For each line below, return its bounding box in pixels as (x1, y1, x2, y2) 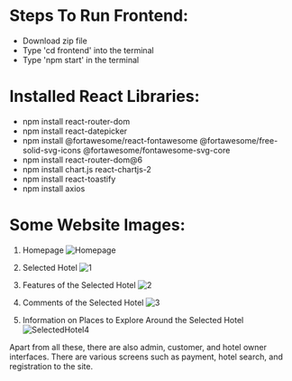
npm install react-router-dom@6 (22, 154, 142, 165)
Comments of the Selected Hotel (22, 297, 144, 308)
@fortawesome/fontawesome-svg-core (82, 144, 231, 155)
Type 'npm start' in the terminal (22, 54, 140, 65)
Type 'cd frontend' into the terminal (22, 44, 155, 55)
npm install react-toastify (22, 173, 116, 184)
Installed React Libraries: (9, 87, 200, 107)
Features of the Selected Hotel (22, 279, 137, 290)
